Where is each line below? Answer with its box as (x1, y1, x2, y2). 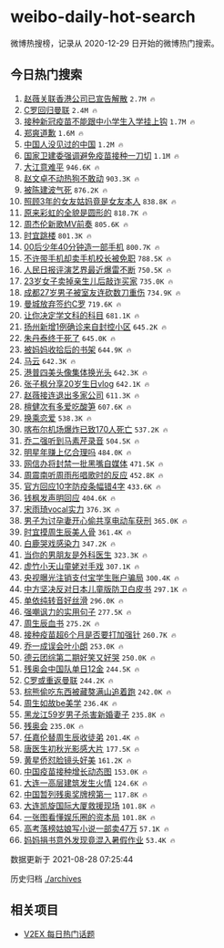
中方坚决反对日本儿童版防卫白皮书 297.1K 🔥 (23, 583, 188, 594)
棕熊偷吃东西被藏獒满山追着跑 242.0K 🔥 (23, 686, 172, 697)
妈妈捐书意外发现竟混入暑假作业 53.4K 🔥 (23, 834, 176, 845)
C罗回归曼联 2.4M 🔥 (23, 104, 98, 115)
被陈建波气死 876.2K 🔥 (23, 184, 108, 195)
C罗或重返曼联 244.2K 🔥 (23, 674, 114, 685)
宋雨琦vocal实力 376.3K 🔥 (23, 504, 120, 515)
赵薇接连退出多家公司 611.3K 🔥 (23, 390, 140, 401)
